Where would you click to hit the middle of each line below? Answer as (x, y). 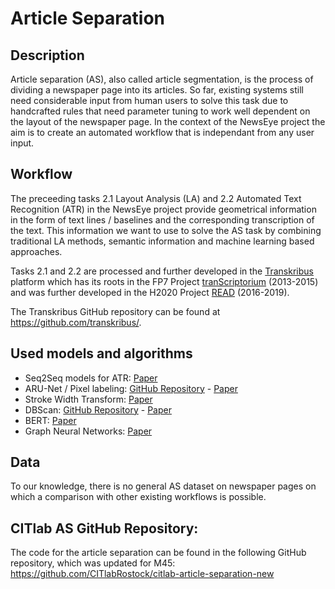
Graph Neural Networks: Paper (88, 431)
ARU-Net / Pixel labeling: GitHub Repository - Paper (131, 388)
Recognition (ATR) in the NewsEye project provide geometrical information (163, 209)
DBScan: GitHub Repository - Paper (98, 409)
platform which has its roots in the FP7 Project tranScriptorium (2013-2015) (164, 281)
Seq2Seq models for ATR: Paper (91, 378)
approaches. (36, 251)
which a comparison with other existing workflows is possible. (138, 497)
